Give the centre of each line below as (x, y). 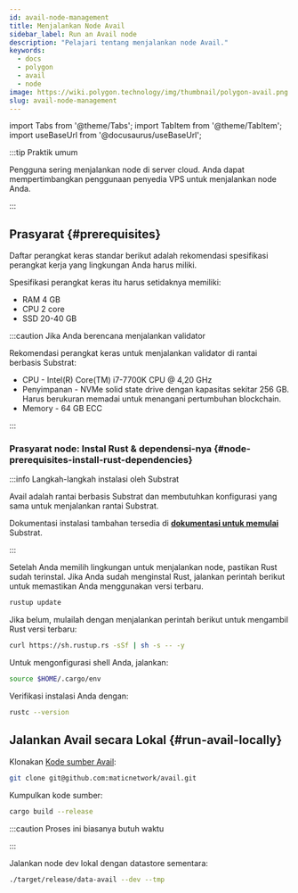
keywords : (28, 51)
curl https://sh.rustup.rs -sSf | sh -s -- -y (97, 646)
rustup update (36, 603)
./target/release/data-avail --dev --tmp (87, 880)
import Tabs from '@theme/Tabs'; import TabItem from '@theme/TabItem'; (146, 126)
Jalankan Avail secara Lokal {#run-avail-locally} (146, 740)
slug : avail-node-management (63, 100)
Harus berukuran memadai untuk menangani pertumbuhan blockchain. (152, 399)
